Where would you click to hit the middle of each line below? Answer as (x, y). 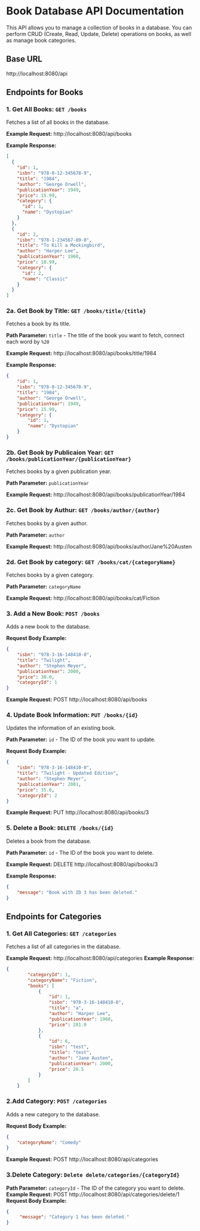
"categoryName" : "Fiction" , (62, 980)
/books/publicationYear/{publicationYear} (69, 459)
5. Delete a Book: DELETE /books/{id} (60, 828)
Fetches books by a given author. (47, 523)
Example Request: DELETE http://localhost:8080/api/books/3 (82, 864)
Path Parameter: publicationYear (48, 483)
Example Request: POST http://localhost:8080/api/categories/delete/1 (93, 1194)
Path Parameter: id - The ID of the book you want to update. (81, 739)
